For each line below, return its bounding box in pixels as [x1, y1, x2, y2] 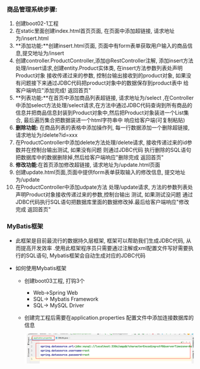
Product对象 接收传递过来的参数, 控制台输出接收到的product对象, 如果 [15, 72, 186, 79]
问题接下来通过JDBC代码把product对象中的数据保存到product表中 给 [20, 79, 189, 87]
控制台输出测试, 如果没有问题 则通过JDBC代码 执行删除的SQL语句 [31, 146, 192, 154]
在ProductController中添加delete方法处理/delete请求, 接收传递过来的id [15, 139, 188, 146]
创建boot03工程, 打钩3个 [24, 277, 85, 284]
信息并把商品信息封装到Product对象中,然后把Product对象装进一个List [15, 109, 184, 117]
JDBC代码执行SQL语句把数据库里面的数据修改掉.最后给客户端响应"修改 [15, 198, 189, 206]
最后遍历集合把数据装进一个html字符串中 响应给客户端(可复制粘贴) [23, 117, 186, 124]
